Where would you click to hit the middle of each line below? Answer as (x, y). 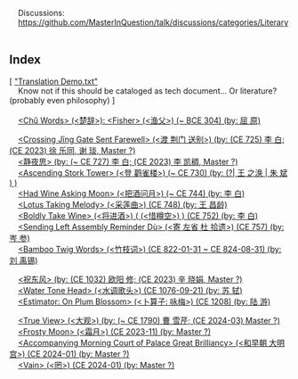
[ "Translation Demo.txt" (53, 81)
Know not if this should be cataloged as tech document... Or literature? (147, 91)
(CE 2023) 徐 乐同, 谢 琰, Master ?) (72, 150)
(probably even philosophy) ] (62, 100)
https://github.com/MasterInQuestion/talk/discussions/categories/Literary (153, 22)
